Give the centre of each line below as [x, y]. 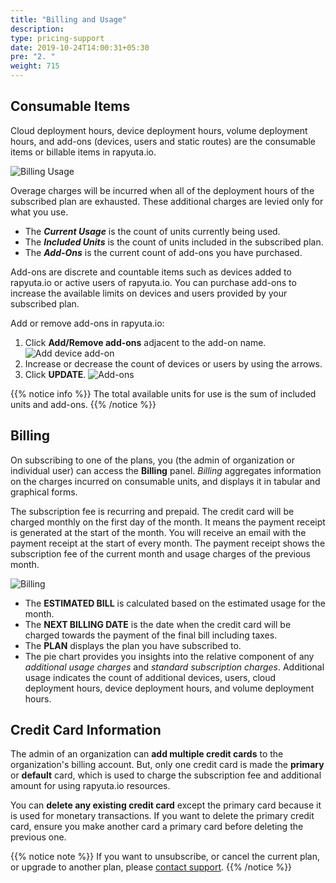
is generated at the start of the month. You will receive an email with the [158, 532]
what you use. [39, 212]
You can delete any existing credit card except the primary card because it [166, 805]
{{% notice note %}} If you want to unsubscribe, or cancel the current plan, [165, 857]
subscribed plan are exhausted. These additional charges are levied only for [167, 201]
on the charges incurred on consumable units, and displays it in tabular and [165, 481]
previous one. [38, 837]
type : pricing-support [57, 38]
